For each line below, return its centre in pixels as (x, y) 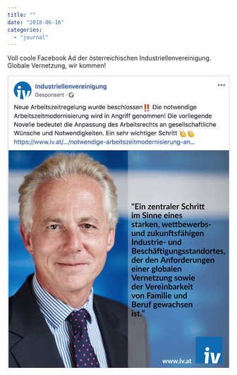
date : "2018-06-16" (36, 22)
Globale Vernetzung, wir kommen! (57, 66)
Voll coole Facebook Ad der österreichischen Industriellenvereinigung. (109, 58)
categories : (25, 30)
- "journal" (31, 37)
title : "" (22, 15)
